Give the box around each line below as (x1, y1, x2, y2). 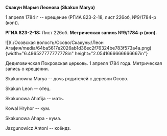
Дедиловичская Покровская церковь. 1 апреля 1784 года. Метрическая (5, 60, 162, 66)
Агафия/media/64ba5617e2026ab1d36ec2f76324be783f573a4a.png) (5, 45, 152, 51)
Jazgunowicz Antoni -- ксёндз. (5, 125, 71, 131)
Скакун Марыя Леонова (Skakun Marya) (5, 5, 96, 10)
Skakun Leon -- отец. (5, 85, 51, 92)
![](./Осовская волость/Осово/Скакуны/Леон (5, 39, 104, 46)
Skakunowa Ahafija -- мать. (5, 96, 64, 101)
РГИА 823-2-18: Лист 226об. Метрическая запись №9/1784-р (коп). (5, 30, 157, 35)
